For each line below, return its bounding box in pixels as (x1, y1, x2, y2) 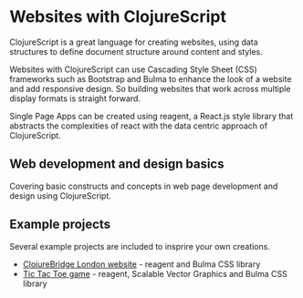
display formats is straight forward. (9, 93, 141, 104)
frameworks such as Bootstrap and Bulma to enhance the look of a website (9, 73, 292, 84)
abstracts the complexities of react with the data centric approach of (9, 120, 267, 131)
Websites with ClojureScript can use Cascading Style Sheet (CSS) (9, 64, 257, 75)
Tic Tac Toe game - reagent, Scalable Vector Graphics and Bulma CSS (22, 268, 287, 279)
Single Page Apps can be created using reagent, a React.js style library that (9, 110, 294, 121)
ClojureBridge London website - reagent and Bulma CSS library (22, 258, 261, 270)
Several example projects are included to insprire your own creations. (9, 241, 271, 252)
